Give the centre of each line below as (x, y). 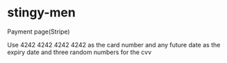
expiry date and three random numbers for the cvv (79, 52)
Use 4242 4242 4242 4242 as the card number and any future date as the (114, 45)
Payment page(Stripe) (39, 32)
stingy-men (42, 13)
